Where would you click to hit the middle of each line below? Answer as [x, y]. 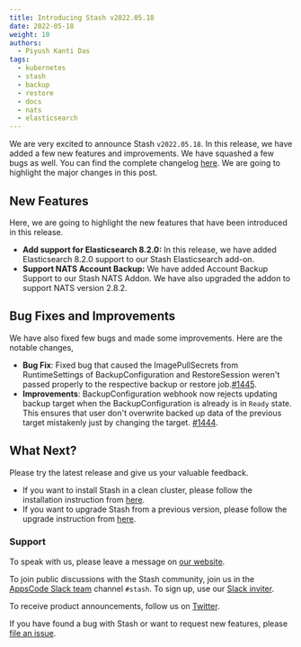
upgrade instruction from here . [79, 518]
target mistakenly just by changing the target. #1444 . [120, 422]
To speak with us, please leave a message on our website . [117, 561]
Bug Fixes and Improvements [93, 316]
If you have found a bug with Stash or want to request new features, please [149, 624]
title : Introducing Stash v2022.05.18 [82, 18]
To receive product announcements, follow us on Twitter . [115, 606]
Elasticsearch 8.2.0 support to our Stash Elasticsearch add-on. [138, 259]
